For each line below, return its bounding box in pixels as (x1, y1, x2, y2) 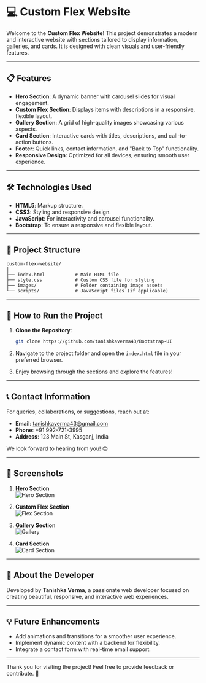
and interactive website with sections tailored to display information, (6, 36, 179, 43)
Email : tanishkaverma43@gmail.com (15, 420, 109, 427)
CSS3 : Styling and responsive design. (15, 208, 112, 216)
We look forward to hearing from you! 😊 (6, 445, 109, 452)
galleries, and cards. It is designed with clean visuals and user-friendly (6, 42, 185, 50)
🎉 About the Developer (6, 570, 95, 580)
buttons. (32, 138, 54, 146)
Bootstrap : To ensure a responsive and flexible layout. (15, 221, 153, 228)
